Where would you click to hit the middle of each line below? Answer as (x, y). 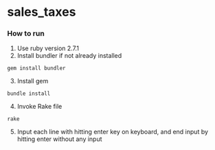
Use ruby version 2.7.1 (48, 48)
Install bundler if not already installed (69, 56)
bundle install (29, 94)
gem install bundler (37, 68)
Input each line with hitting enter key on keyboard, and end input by (112, 132)
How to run (26, 34)
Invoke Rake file (39, 107)
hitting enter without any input (59, 139)
